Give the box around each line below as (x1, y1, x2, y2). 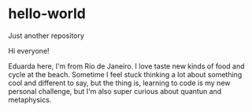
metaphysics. (8, 95, 52, 104)
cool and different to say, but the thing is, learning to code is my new (8, 78, 231, 88)
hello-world (8, 5, 87, 23)
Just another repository (8, 31, 85, 40)
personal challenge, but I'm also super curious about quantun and (8, 86, 222, 95)
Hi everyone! (8, 46, 50, 55)
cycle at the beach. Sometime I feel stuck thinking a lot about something (8, 69, 243, 79)
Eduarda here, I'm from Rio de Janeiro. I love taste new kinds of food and (8, 61, 246, 71)
